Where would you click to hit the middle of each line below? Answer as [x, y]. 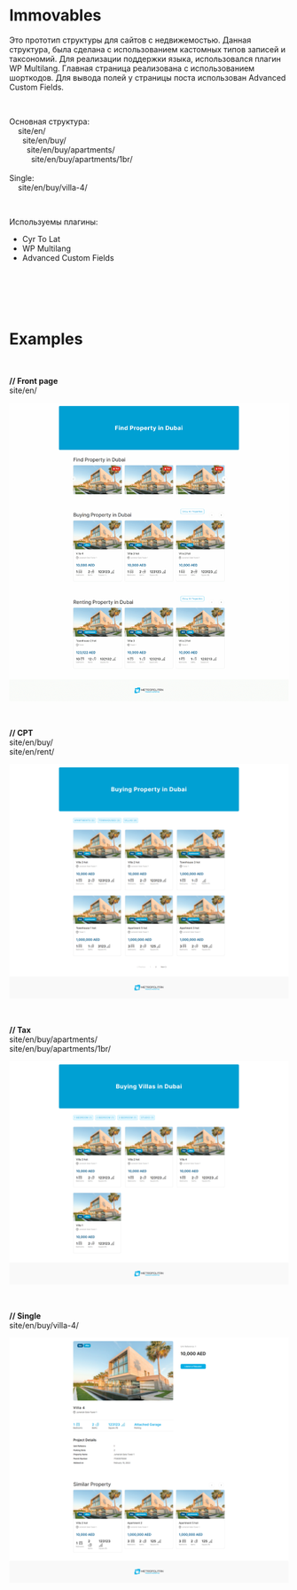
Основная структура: [50, 121]
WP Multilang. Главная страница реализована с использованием [132, 68]
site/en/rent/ [32, 752]
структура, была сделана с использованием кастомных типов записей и [148, 49]
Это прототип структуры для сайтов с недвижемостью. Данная [130, 40]
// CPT [21, 733]
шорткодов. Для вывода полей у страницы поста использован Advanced [148, 77]
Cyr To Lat [41, 239]
